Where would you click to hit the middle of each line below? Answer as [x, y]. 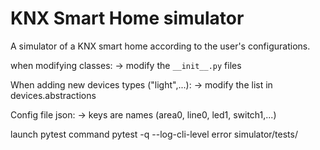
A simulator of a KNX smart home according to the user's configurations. [160, 46]
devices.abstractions [53, 95]
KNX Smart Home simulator [127, 18]
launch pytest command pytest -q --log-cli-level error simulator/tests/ [154, 134]
